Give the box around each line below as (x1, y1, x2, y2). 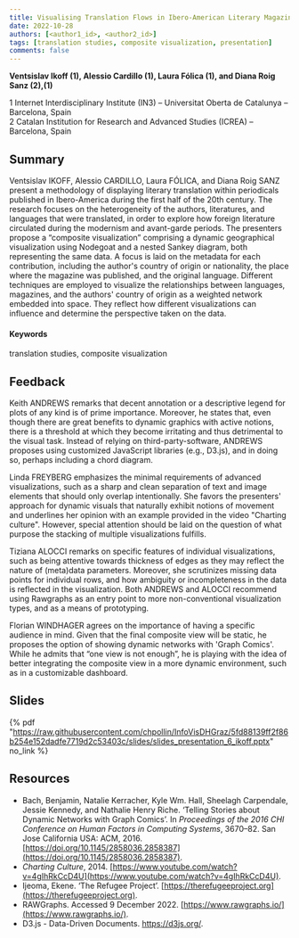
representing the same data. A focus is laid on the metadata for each (9, 251, 261, 261)
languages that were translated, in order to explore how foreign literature (9, 213, 276, 224)
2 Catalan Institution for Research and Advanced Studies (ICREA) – (9, 117, 254, 128)
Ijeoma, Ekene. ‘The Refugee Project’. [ (21, 880, 165, 891)
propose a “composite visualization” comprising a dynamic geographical (9, 232, 275, 243)
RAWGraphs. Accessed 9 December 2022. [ (21, 899, 184, 909)
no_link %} (9, 745, 49, 756)
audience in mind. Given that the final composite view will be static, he (9, 629, 267, 640)
